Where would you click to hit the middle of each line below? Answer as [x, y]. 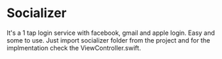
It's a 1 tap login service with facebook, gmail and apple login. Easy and [111, 33]
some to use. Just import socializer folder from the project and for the [109, 40]
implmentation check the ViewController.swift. [74, 48]
